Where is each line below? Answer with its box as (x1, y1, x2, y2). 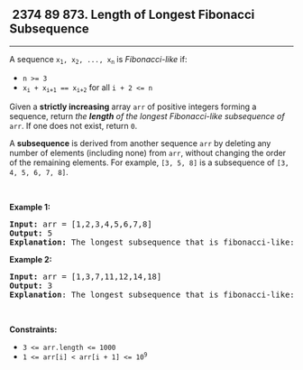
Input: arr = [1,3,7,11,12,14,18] (9, 271, 162, 282)
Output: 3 (9, 280, 52, 291)
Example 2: (9, 254, 52, 264)
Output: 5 (9, 227, 52, 238)
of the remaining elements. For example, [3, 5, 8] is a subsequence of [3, (9, 157, 289, 168)
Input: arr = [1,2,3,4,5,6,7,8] (9, 218, 152, 229)
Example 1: (9, 201, 51, 212)
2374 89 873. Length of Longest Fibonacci (12, 7, 255, 23)
